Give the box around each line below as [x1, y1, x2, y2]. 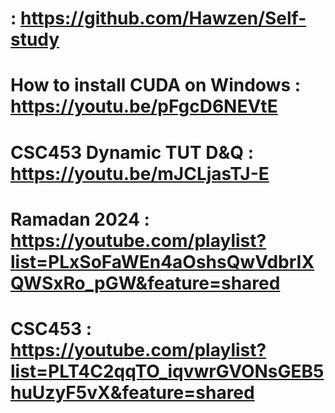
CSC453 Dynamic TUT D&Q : [10, 141, 255, 164]
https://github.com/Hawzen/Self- [19, 7, 307, 30]
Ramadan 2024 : [10, 208, 150, 231]
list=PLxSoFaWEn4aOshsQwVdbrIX [10, 250, 315, 273]
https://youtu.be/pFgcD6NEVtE [10, 95, 278, 118]
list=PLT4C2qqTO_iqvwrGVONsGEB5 [10, 360, 325, 382]
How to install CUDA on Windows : [10, 74, 302, 97]
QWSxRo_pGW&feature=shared [10, 272, 281, 294]
